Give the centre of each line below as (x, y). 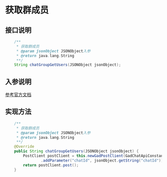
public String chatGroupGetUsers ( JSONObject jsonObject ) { (77, 151)
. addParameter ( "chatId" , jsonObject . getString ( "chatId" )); (103, 160)
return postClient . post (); (51, 165)
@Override (24, 147)
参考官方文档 (18, 94)
